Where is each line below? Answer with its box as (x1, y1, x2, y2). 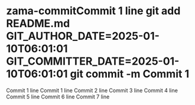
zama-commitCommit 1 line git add (6, 4, 181, 18)
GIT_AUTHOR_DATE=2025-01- (6, 30, 160, 43)
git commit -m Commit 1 (70, 67, 190, 81)
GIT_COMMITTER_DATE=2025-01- (6, 55, 180, 68)
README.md (6, 17, 70, 30)
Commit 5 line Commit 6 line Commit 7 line (6, 93, 110, 100)
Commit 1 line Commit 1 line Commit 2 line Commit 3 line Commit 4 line (6, 87, 178, 94)
